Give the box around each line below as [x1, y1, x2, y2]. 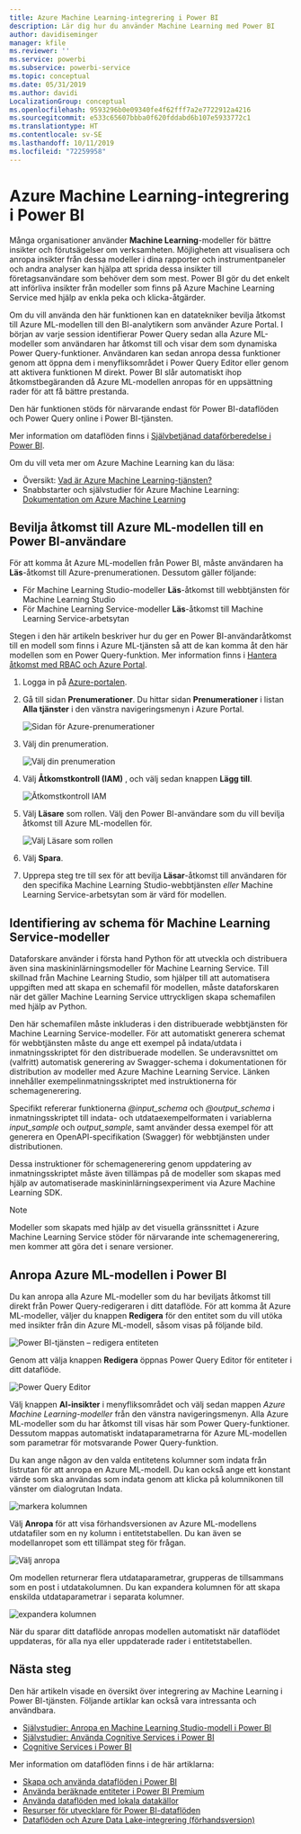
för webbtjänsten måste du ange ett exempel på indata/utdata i [9, 1038, 243, 1049]
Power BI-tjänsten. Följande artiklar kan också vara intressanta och [9, 1695, 257, 1705]
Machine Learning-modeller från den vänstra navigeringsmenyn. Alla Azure [9, 1409, 289, 1419]
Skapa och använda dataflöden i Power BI [22, 1776, 178, 1786]
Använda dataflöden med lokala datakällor [22, 1795, 180, 1806]
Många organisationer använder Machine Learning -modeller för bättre [9, 235, 271, 246]
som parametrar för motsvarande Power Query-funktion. [9, 1437, 218, 1448]
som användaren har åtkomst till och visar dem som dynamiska [43, 338, 278, 349]
